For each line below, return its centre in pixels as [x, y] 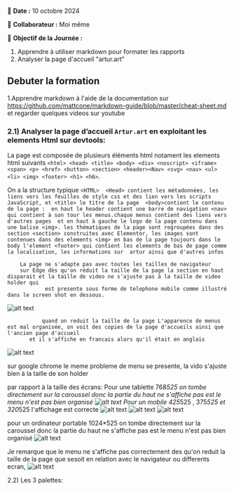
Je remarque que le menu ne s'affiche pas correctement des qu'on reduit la [116, 452]
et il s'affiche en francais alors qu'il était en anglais [117, 340]
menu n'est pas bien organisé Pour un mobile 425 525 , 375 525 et [116, 402]
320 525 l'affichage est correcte [53, 410]
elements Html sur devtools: [57, 140]
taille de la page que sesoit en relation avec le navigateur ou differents [109, 459]
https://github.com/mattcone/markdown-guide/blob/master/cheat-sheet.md [117, 105]
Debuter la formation [54, 81]
